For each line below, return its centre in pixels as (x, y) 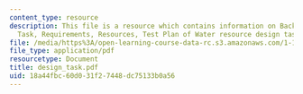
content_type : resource (54, 17)
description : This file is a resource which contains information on (143, 26)
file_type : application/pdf (62, 51)
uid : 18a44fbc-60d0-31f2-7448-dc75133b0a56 (92, 76)
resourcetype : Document (54, 59)
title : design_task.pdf (54, 68)
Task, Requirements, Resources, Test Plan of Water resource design (149, 34)
